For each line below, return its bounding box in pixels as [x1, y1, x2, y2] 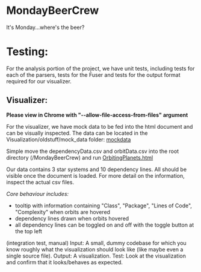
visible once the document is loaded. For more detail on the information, [6, 172, 185, 179]
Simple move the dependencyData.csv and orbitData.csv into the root [6, 147, 179, 155]
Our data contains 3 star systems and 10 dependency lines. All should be [6, 166, 187, 173]
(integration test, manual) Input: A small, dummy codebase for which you [6, 239, 187, 247]
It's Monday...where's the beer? [6, 24, 85, 31]
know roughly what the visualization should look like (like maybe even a [6, 245, 184, 253]
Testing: [6, 45, 49, 59]
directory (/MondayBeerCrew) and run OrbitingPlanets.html [6, 154, 153, 161]
